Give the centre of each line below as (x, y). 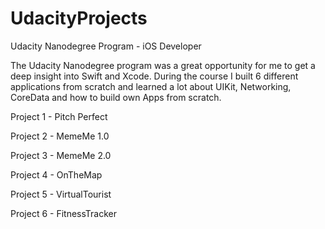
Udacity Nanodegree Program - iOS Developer (106, 46)
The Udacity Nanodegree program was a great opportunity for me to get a (163, 65)
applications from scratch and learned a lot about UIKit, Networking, (151, 86)
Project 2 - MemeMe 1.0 (60, 136)
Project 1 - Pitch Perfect (59, 116)
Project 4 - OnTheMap (56, 174)
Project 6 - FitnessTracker (64, 213)
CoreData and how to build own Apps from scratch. (116, 97)
